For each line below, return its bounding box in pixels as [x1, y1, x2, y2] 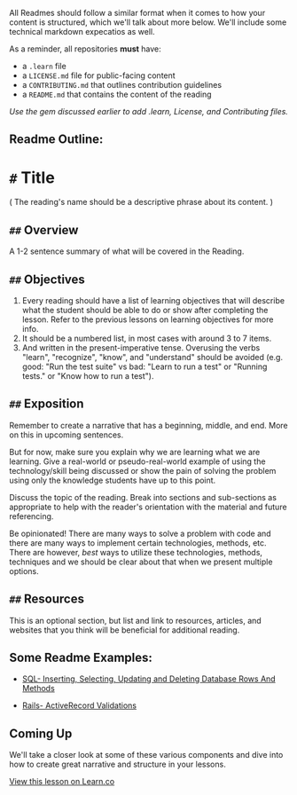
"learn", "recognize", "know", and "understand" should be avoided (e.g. [21, 351, 284, 362]
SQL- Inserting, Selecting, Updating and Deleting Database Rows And [21, 673, 277, 684]
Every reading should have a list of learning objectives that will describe [21, 295, 285, 305]
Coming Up [9, 726, 73, 741]
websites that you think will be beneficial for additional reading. [9, 625, 240, 635]
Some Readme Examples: [9, 649, 153, 665]
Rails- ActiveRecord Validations [21, 700, 137, 711]
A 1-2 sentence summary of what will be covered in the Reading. [9, 246, 245, 256]
